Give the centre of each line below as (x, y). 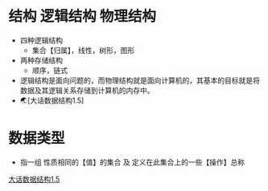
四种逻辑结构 (41, 40)
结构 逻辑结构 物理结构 (82, 16)
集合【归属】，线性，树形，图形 (83, 50)
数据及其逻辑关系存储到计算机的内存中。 (87, 90)
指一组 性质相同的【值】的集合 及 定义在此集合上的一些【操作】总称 (132, 162)
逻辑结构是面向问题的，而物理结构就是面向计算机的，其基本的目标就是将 (140, 80)
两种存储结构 (41, 60)
